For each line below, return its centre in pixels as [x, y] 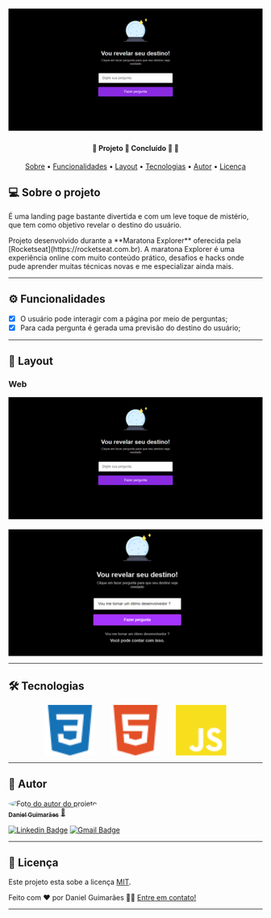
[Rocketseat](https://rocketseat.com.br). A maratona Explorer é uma [122, 249]
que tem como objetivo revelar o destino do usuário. [95, 224]
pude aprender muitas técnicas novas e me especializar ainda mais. [121, 266]
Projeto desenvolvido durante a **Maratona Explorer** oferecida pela [125, 240]
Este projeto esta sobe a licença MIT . [70, 882]
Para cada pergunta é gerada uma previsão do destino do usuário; [130, 328]
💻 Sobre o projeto [54, 193]
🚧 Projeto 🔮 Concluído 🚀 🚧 [135, 149]
